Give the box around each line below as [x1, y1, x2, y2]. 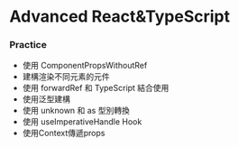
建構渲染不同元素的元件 [22, 71, 110, 82]
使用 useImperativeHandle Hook [22, 116, 142, 127]
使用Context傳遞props [22, 128, 106, 139]
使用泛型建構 [22, 94, 70, 105]
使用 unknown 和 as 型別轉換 [22, 106, 131, 116]
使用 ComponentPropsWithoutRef [22, 60, 148, 71]
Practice [9, 39, 47, 51]
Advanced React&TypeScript [9, 6, 231, 27]
